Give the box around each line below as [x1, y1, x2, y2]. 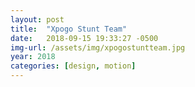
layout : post [10, 14, 65, 25]
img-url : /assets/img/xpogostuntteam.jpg [10, 42, 186, 53]
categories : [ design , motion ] [10, 61, 137, 71]
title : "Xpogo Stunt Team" [10, 24, 128, 34]
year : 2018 [10, 52, 56, 62]
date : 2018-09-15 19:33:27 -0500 [10, 33, 159, 43]
